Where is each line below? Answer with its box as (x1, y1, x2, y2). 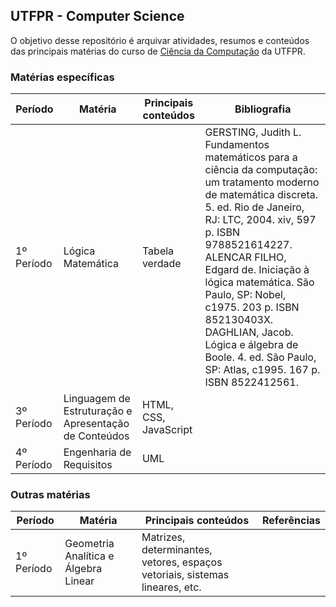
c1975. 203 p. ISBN (204, 300, 300, 314)
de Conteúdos (63, 429, 130, 443)
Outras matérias (10, 488, 91, 502)
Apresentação (63, 417, 130, 431)
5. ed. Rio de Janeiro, (204, 200, 305, 214)
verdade (141, 257, 182, 271)
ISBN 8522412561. (204, 375, 299, 389)
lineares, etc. (141, 580, 202, 594)
